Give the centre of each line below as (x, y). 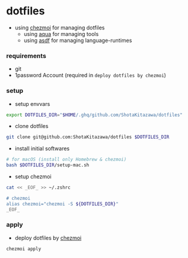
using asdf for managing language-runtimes (78, 40)
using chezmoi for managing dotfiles (60, 28)
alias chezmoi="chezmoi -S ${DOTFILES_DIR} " (62, 204)
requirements (26, 56)
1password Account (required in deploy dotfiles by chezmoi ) (90, 75)
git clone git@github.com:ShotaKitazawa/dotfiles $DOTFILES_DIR (88, 137)
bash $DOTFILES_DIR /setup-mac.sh (48, 165)
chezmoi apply (24, 249)
